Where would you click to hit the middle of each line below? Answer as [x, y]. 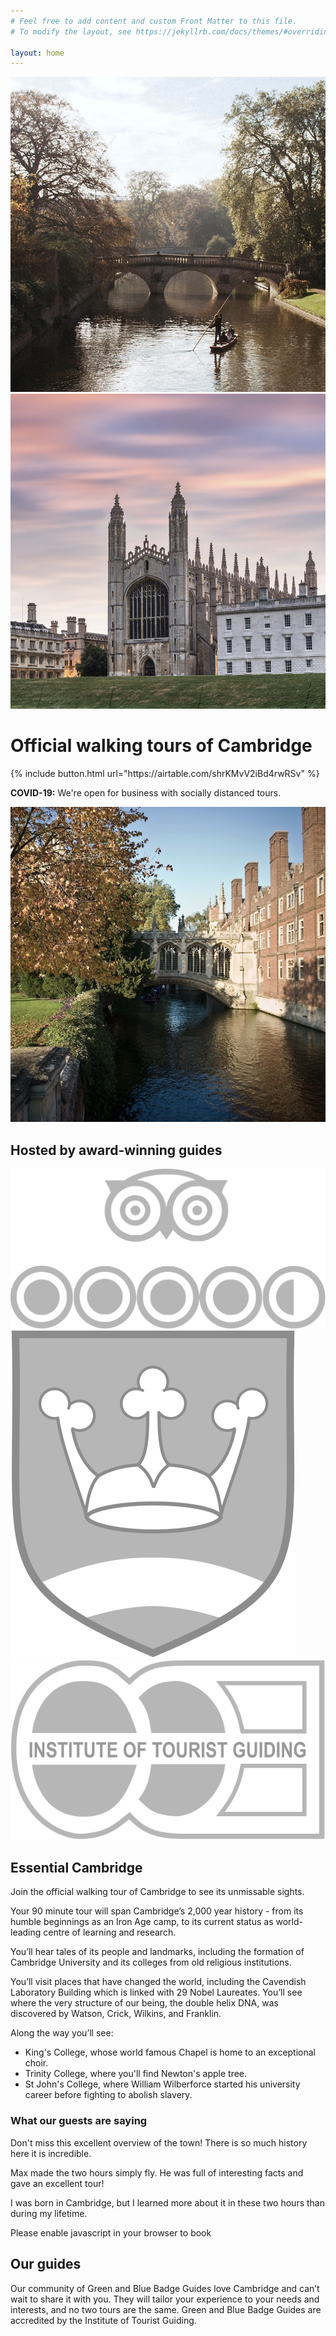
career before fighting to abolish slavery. [108, 2095]
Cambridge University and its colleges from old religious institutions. [151, 1962]
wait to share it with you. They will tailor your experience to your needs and [165, 2299]
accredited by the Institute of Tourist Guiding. [103, 2320]
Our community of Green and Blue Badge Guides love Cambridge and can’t [165, 2288]
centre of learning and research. [110, 1932]
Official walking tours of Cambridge [161, 746]
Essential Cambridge [76, 1868]
